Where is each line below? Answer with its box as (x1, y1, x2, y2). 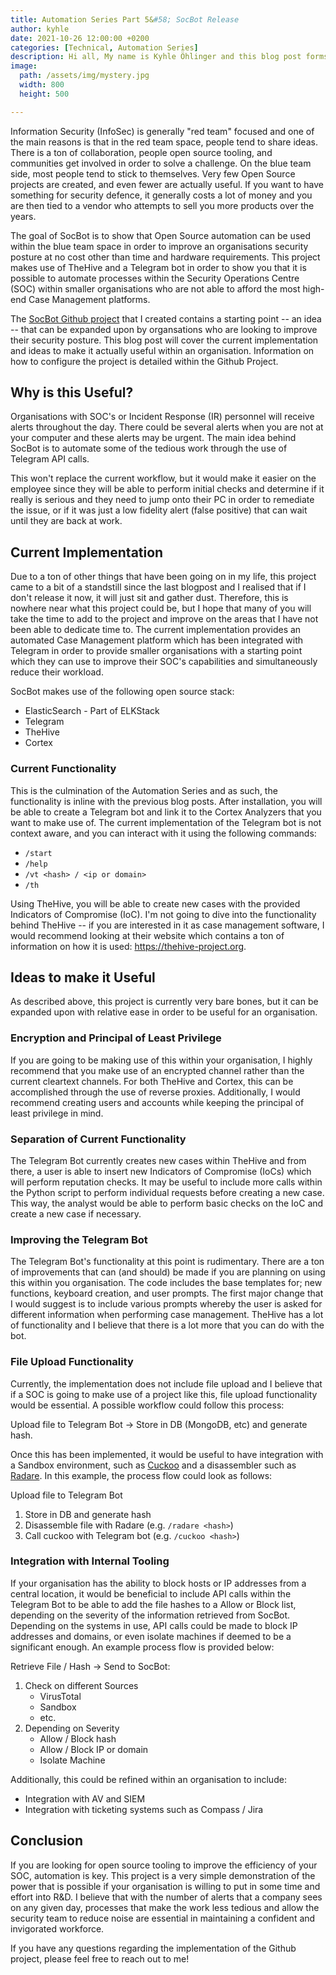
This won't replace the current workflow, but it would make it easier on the (10, 472, 317, 485)
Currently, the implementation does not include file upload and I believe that (10, 1377, 323, 1390)
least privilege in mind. (10, 1107, 104, 1119)
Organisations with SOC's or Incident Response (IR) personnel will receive (10, 411, 315, 423)
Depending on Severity (24, 1722, 120, 1734)
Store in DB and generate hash (24, 1508, 152, 1520)
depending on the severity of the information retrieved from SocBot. (10, 1609, 291, 1621)
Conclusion (10, 1832, 84, 1850)
